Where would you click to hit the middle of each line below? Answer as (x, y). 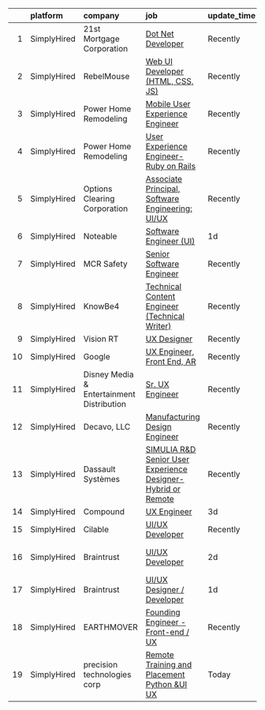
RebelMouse (106, 76)
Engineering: (169, 208)
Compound (104, 511)
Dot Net (160, 34)
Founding (163, 612)
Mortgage (101, 39)
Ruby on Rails (170, 166)
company (101, 15)
